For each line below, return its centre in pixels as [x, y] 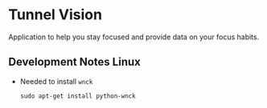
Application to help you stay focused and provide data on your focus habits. [134, 37]
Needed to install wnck [56, 81]
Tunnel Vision [55, 15]
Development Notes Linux [74, 62]
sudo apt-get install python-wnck [78, 96]
